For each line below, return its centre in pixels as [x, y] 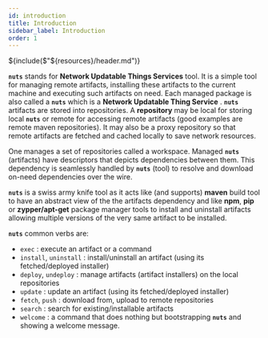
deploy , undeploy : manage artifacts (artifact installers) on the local [129, 275]
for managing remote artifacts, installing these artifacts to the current [122, 85]
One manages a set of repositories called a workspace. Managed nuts [124, 151]
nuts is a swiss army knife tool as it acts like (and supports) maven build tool [134, 192]
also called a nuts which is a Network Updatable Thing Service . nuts [123, 102]
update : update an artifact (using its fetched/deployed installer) [124, 292]
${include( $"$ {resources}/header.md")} [74, 61]
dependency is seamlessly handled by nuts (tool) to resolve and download [131, 168]
